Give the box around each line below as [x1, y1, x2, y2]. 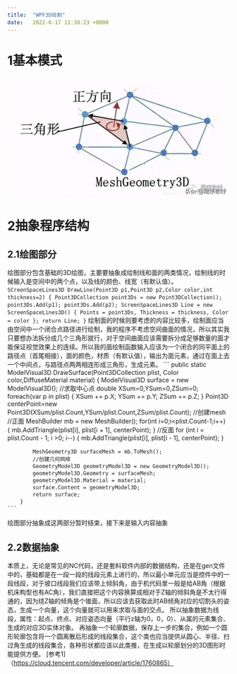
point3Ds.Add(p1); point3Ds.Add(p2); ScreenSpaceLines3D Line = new [7, 301, 213, 309]
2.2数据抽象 [7, 541, 60, 553]
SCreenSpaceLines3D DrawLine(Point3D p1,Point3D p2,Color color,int [7, 286, 213, 294]
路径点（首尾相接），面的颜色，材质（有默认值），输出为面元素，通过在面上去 [7, 351, 230, 360]
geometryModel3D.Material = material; [32, 477, 147, 484]
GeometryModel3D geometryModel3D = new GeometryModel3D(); [32, 463, 210, 470]
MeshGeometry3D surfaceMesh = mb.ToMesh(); [32, 448, 162, 455]
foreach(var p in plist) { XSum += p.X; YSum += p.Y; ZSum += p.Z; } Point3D [7, 393, 229, 401]
